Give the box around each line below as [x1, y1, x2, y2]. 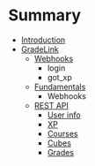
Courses [47, 128, 78, 139]
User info [47, 109, 81, 120]
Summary [8, 5, 81, 26]
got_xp [47, 72, 72, 82]
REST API [33, 100, 69, 110]
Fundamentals [33, 81, 86, 92]
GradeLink [20, 43, 59, 54]
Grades [47, 147, 75, 157]
